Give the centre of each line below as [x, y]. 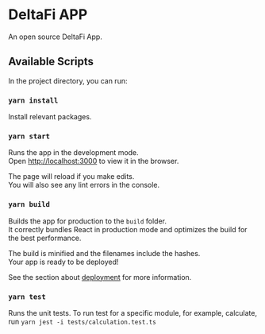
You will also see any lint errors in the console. [84, 185]
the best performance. [45, 238]
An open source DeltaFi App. [56, 37]
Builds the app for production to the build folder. [88, 221]
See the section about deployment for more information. [100, 277]
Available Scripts [51, 62]
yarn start [29, 136]
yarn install [33, 100]
